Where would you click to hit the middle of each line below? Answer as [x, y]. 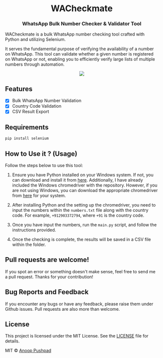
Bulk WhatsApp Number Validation [47, 101]
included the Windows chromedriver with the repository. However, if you [85, 185]
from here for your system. [39, 195]
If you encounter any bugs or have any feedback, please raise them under [79, 304]
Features [19, 89]
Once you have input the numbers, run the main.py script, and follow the [84, 225]
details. [12, 341]
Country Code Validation [37, 106]
